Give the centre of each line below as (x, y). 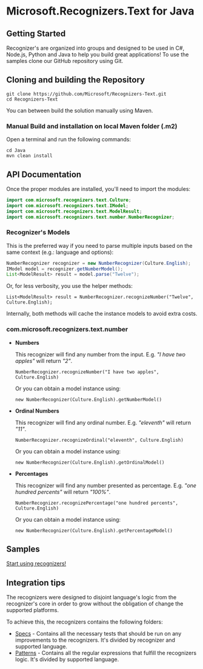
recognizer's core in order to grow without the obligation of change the (95, 604)
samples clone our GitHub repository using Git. (65, 61)
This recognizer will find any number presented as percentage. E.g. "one (106, 485)
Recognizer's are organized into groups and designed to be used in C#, (95, 48)
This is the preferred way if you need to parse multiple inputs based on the (99, 245)
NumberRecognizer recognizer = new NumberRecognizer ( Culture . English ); (98, 263)
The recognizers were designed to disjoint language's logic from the (92, 597)
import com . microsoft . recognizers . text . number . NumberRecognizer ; (90, 217)
